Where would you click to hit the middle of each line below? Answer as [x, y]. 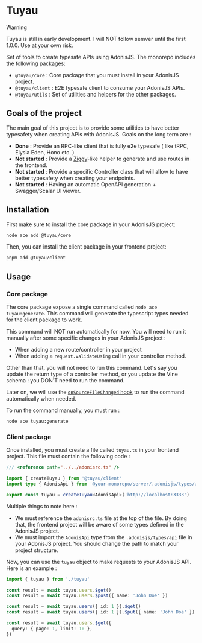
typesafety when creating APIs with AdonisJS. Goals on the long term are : [99, 134]
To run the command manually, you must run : [63, 410]
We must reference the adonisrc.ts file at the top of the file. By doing [101, 518]
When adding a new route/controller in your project [78, 350]
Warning [17, 27]
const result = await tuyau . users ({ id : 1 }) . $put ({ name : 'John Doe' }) [101, 612]
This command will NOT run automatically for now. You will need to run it [96, 331]
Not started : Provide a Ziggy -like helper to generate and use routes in [102, 159]
